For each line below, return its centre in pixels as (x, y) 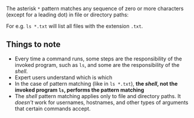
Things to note (33, 44)
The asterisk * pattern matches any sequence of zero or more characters (95, 9)
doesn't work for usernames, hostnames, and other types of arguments (101, 102)
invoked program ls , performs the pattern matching (79, 90)
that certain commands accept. (52, 109)
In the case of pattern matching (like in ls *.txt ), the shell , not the (96, 83)
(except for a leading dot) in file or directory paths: (67, 15)
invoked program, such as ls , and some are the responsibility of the (97, 65)
